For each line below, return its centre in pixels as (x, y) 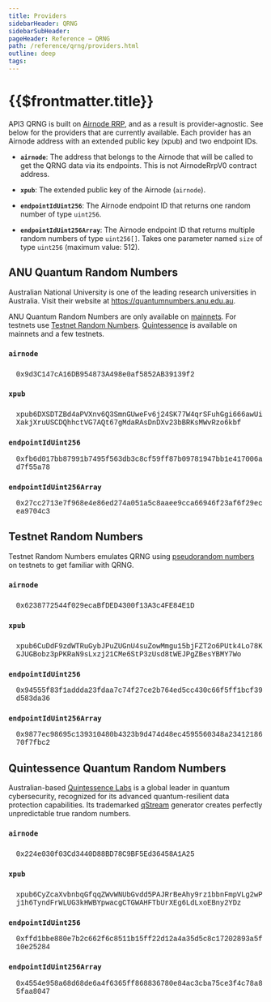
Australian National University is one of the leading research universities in (132, 292)
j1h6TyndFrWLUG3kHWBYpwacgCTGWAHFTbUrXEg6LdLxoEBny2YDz (129, 903)
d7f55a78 (33, 467)
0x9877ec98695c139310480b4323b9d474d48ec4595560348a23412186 (139, 735)
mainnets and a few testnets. (57, 333)
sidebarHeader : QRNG (43, 24)
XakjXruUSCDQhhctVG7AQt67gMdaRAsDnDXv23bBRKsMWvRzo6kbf (129, 423)
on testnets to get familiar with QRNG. (72, 565)
